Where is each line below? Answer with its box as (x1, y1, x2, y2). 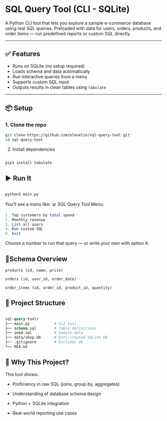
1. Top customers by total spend (5, 212, 75, 217)
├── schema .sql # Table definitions (5, 326, 97, 331)
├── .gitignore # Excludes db (5, 340, 83, 345)
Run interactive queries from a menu (12, 73, 87, 79)
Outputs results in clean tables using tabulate (12, 84, 106, 90)
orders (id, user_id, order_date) (5, 276, 77, 281)
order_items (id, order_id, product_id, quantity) (5, 285, 112, 290)
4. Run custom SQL (5, 226, 43, 231)
